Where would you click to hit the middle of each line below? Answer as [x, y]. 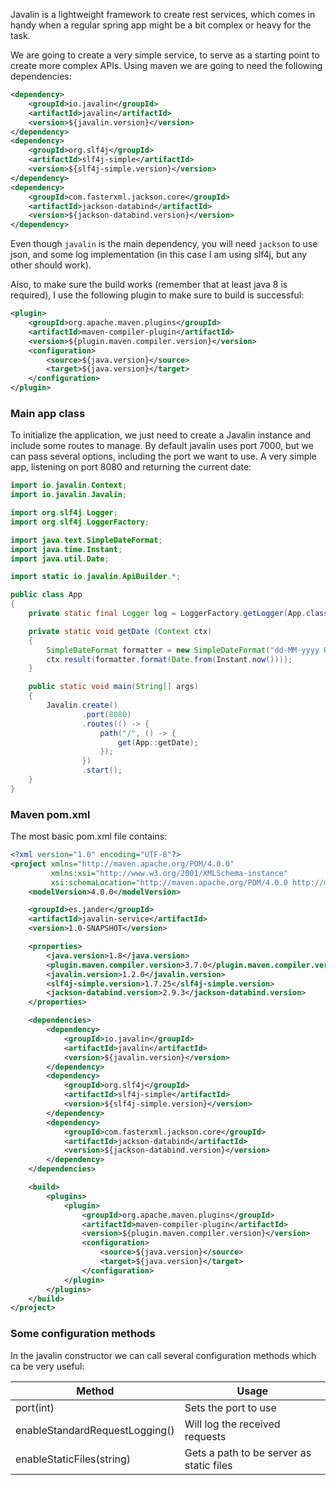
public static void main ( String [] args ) [113, 687]
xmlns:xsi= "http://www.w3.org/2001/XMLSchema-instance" [169, 873]
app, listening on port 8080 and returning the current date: [131, 467]
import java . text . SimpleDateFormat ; [86, 540]
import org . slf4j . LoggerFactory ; [80, 522]
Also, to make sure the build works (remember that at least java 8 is [149, 285]
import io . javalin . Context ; [69, 485]
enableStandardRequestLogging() [95, 1430]
